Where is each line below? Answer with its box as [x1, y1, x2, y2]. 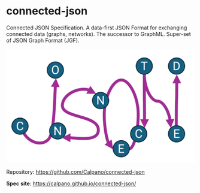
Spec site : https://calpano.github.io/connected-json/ [6, 180, 137, 187]
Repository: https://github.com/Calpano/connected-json [6, 168, 145, 175]
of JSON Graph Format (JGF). [6, 37, 80, 44]
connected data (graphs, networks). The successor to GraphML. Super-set [6, 30, 192, 37]
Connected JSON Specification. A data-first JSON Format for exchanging [6, 24, 187, 31]
